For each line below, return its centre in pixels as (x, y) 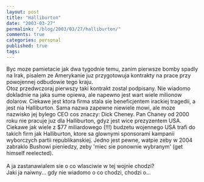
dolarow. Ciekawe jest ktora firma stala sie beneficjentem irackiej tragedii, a (101, 101)
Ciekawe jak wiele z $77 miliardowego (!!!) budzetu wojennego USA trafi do (101, 127)
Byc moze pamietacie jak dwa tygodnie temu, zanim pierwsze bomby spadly (102, 69)
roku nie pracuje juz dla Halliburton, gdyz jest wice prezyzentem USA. (94, 121)
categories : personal (34, 40)
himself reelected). (30, 153)
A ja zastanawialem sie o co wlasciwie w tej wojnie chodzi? (80, 166)
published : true (27, 46)
